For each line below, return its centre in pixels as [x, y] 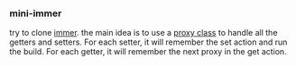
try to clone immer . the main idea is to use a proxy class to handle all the [143, 33]
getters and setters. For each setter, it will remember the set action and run [148, 42]
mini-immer [36, 13]
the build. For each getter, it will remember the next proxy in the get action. [148, 52]
